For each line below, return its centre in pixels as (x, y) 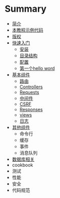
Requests (29, 92)
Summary (25, 9)
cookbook (22, 165)
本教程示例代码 (27, 30)
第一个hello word (37, 68)
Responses (31, 109)
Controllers (31, 87)
